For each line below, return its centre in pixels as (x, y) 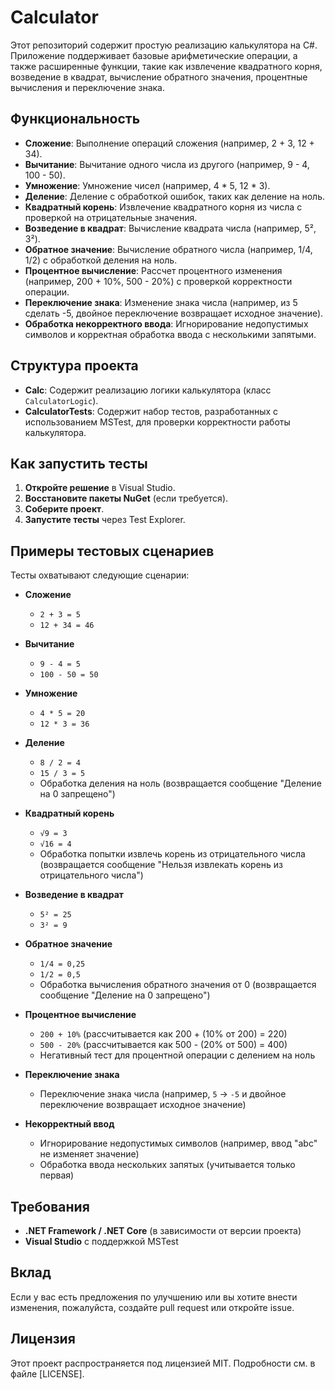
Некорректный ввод (69, 1124)
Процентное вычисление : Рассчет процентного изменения (153, 270)
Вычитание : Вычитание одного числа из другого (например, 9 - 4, (167, 164)
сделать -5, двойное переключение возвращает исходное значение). (174, 313)
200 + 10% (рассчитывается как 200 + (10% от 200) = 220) (163, 1034)
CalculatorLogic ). (61, 400)
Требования (50, 1206)
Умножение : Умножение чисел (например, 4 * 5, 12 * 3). (147, 185)
